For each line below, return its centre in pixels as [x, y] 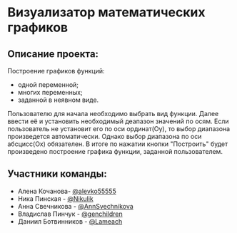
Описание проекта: [53, 54]
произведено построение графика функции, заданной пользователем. [115, 151]
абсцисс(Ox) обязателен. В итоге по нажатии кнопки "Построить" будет [118, 144]
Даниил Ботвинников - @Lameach [70, 221]
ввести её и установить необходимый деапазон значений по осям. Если [118, 121]
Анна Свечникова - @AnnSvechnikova [75, 206]
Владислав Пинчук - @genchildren [70, 214]
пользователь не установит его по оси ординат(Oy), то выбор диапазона [119, 129]
